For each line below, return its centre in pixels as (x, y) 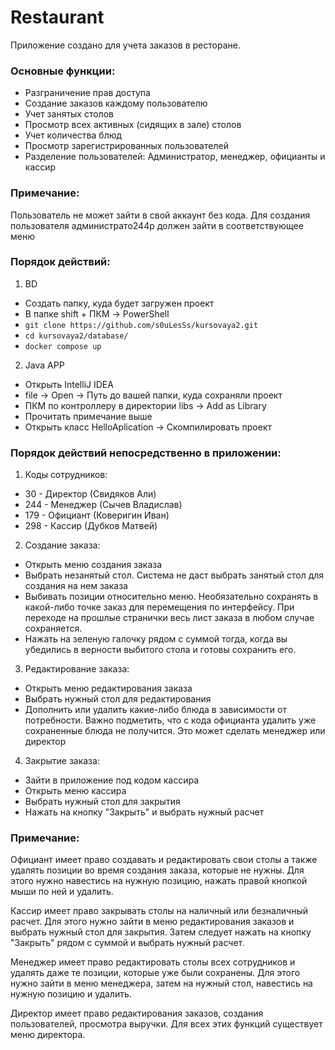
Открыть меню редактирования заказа (108, 688)
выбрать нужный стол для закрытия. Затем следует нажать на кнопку (161, 932)
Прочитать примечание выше (88, 416)
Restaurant (57, 17)
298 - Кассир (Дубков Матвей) (91, 526)
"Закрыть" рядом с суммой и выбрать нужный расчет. (127, 943)
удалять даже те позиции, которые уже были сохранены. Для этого (155, 973)
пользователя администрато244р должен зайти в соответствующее (157, 225)
